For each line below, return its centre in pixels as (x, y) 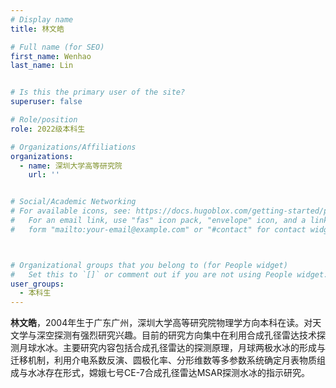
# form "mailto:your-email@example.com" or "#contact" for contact (158, 229)
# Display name (42, 19)
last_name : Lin (42, 66)
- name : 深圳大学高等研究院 (71, 166)
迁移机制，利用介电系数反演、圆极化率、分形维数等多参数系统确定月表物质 (163, 360)
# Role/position (44, 120)
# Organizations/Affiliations (73, 147)
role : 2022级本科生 (48, 129)
